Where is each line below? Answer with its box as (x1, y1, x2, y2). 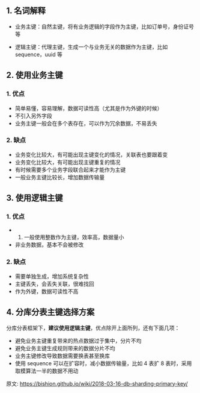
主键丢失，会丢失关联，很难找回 (14, 280, 94, 288)
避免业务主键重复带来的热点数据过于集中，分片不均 (14, 337, 142, 344)
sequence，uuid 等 (14, 51, 63, 58)
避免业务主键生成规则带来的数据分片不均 (14, 344, 115, 351)
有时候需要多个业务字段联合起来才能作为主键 (14, 166, 126, 173)
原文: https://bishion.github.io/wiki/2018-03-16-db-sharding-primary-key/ (6, 380, 188, 387)
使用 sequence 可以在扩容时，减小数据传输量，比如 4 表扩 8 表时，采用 (14, 359, 192, 366)
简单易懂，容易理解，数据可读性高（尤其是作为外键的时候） (14, 104, 163, 112)
